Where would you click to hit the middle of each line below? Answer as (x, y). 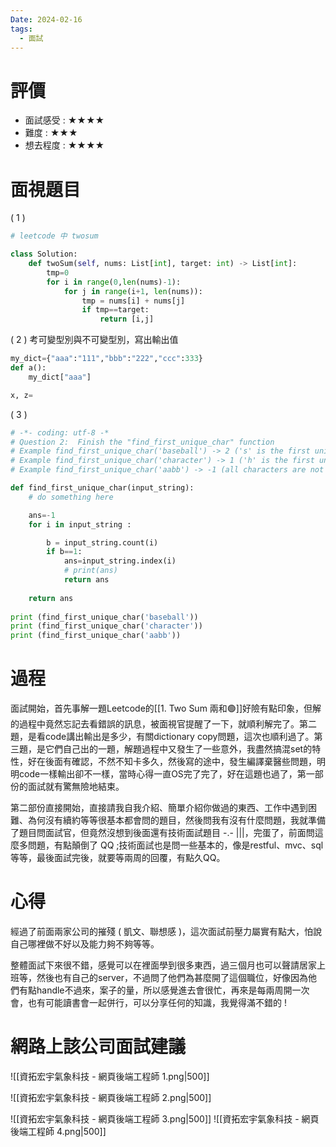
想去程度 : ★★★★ (64, 145)
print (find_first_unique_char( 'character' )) (106, 626)
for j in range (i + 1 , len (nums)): (133, 291)
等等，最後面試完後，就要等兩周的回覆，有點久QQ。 (118, 858)
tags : (21, 29)
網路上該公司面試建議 (98, 1047)
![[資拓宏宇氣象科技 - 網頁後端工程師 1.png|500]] (110, 1076)
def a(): (28, 368)
